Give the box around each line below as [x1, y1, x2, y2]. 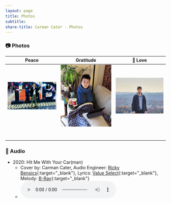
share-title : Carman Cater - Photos [5, 24, 83, 30]
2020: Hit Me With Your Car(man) [12, 159, 83, 165]
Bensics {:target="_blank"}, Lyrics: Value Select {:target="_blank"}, [20, 170, 158, 176]
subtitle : [5, 19, 26, 24]
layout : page [5, 8, 33, 13]
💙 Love [132, 57, 147, 63]
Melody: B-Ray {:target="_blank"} [20, 175, 90, 182]
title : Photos [5, 13, 36, 19]
